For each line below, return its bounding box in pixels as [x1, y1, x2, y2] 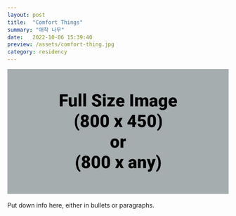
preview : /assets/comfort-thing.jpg [7, 41, 114, 49]
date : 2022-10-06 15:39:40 [7, 34, 93, 41]
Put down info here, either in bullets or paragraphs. [7, 201, 155, 209]
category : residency [7, 49, 68, 56]
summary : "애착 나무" [7, 26, 65, 33]
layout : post [7, 11, 46, 18]
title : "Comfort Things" [7, 18, 83, 26]
